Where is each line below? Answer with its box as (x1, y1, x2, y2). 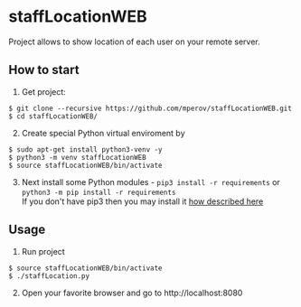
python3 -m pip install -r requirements (21, 188, 176, 197)
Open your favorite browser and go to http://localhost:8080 (21, 287, 243, 298)
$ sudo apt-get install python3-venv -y (8, 144, 164, 154)
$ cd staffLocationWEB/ (8, 111, 99, 121)
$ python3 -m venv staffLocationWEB (8, 153, 146, 162)
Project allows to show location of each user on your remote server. (8, 36, 260, 47)
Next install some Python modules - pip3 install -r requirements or (21, 176, 281, 187)
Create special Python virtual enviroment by (21, 127, 186, 138)
